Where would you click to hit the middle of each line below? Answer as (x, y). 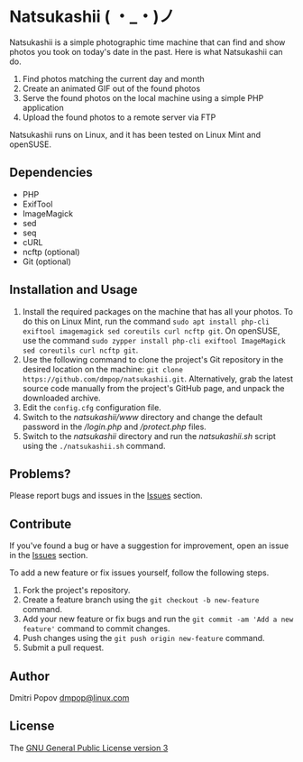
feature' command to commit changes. (96, 629)
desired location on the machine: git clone (102, 369)
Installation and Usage (73, 290)
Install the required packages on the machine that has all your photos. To (158, 311)
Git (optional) (47, 262)
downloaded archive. (61, 398)
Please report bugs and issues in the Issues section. (106, 496)
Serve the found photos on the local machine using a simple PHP (143, 97)
